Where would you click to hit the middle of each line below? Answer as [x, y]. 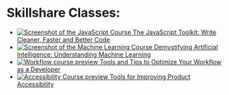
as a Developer [39, 69]
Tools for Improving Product [150, 76]
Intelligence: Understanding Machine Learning [84, 54]
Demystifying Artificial [186, 47]
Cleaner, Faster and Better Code [63, 39]
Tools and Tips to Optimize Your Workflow [161, 61]
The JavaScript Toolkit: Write [175, 32]
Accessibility [35, 84]
